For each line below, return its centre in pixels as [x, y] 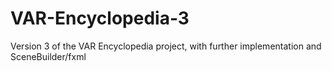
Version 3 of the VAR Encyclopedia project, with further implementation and [166, 46]
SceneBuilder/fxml [48, 56]
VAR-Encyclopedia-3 [100, 18]
